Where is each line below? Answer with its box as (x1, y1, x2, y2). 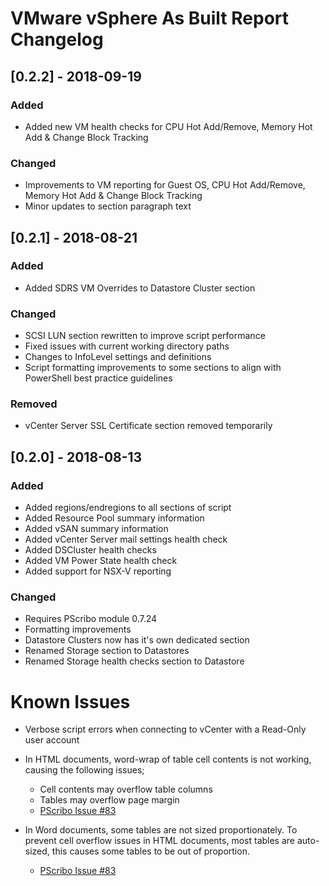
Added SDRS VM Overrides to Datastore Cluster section (24, 282, 256, 294)
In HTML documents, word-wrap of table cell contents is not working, (24, 753, 312, 766)
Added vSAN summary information (24, 523, 169, 535)
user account (24, 734, 80, 746)
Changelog (10, 28, 104, 51)
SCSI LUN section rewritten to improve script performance (24, 330, 266, 342)
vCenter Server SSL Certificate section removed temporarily (24, 420, 273, 432)
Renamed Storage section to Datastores (24, 645, 190, 657)
